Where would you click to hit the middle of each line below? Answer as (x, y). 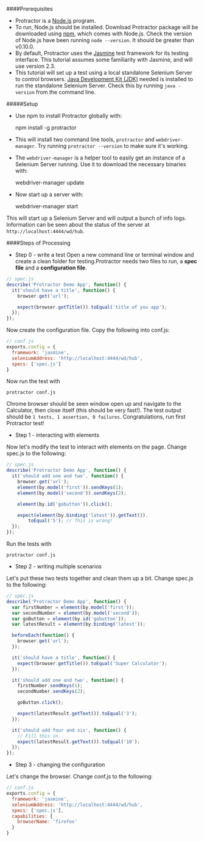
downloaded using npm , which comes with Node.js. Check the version (104, 34)
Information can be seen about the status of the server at (78, 225)
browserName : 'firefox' (47, 822)
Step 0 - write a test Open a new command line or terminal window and (104, 255)
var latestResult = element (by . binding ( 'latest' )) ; (79, 624)
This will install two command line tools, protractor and (85, 139)
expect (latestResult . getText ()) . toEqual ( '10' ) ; (79, 742)
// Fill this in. (39, 736)
